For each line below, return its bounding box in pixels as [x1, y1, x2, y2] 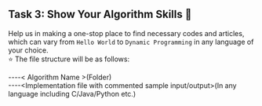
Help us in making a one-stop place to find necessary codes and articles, [8, 28, 245, 38]
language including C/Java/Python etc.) [8, 89, 136, 98]
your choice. [8, 45, 49, 55]
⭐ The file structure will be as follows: [8, 54, 130, 64]
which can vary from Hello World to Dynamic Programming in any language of [8, 37, 254, 46]
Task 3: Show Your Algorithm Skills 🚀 [8, 8, 192, 21]
